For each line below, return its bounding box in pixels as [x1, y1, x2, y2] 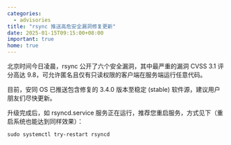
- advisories [13, 17, 51, 23]
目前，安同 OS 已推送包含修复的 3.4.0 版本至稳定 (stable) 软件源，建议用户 [7, 86, 221, 93]
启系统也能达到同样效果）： [7, 117, 83, 125]
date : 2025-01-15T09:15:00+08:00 [7, 29, 104, 37]
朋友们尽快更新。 [7, 94, 56, 102]
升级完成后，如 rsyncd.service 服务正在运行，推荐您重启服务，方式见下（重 [7, 108, 223, 117]
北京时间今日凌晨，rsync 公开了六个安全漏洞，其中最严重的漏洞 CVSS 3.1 [7, 62, 216, 70]
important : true [7, 36, 54, 43]
